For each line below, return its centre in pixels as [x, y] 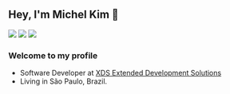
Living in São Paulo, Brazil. [63, 81]
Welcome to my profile [53, 55]
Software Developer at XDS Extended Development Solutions [121, 73]
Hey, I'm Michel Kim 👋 [63, 15]
